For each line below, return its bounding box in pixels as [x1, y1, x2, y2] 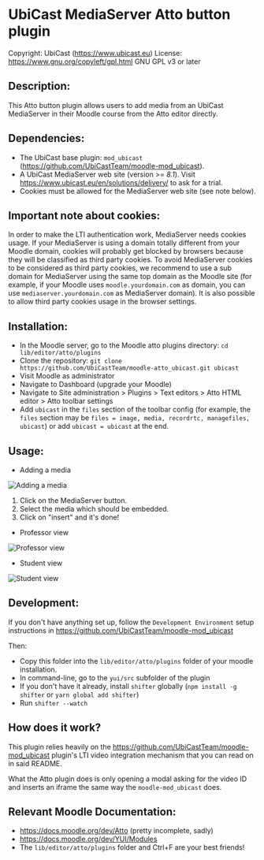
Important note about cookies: [8, 209, 161, 222]
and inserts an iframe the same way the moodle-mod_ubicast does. [8, 782, 222, 791]
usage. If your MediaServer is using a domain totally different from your [8, 238, 240, 248]
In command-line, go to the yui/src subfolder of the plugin [19, 672, 210, 683]
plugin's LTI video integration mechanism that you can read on [50, 750, 254, 760]
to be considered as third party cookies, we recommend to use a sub [8, 263, 232, 273]
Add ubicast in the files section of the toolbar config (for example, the [19, 404, 251, 415]
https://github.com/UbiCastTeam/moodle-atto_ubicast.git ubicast [19, 364, 239, 372]
